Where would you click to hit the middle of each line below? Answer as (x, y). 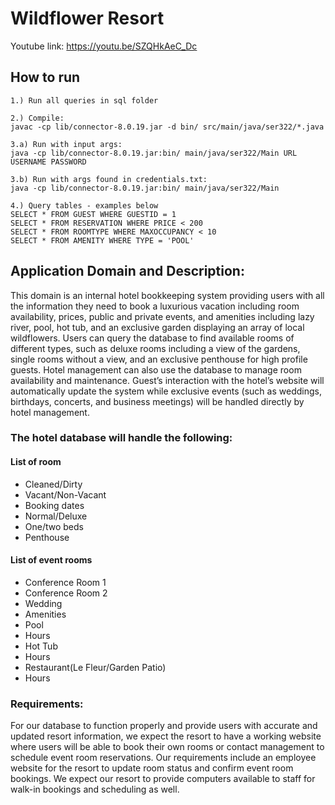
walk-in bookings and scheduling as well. (95, 789)
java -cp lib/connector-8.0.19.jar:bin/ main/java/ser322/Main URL (154, 153)
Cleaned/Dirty (53, 484)
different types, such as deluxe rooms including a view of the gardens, (155, 348)
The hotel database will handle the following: (121, 438)
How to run (45, 77)
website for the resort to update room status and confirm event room (152, 768)
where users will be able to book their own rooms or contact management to (167, 747)
